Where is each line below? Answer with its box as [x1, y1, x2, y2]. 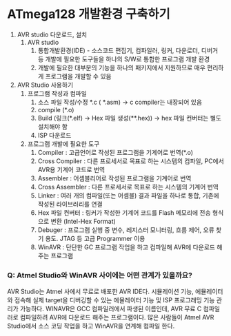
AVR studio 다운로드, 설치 [17, 30, 88, 39]
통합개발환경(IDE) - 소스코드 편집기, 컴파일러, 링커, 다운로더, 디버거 [37, 46, 219, 54]
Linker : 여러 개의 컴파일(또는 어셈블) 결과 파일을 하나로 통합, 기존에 [37, 191, 219, 200]
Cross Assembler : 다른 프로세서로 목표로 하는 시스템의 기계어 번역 [37, 182, 219, 191]
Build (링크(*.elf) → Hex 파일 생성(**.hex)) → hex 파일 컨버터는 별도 [37, 114, 222, 122]
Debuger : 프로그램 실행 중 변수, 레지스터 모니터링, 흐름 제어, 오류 [37, 225, 215, 234]
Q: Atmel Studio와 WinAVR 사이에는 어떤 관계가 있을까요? [7, 270, 193, 280]
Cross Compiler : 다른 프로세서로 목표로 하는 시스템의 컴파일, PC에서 [37, 156, 224, 165]
